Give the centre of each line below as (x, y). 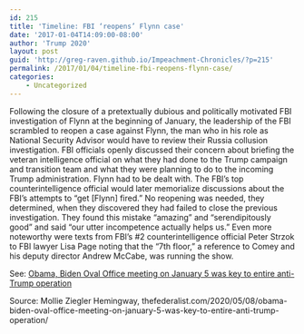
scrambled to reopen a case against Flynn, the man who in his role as (139, 130)
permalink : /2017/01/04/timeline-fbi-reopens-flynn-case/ (121, 69)
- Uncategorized (57, 85)
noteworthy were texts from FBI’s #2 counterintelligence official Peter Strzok (152, 236)
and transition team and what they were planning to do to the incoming (142, 169)
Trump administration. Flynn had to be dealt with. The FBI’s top (127, 179)
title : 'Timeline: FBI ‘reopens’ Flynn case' (97, 26)
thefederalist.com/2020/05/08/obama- (215, 300)
